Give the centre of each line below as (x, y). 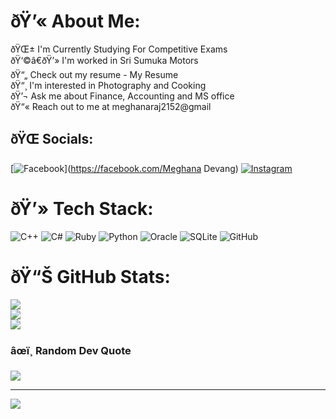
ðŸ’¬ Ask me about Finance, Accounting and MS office (122, 96)
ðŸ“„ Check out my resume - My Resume (94, 74)
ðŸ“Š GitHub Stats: (90, 276)
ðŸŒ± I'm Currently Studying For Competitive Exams (119, 49)
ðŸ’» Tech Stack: (82, 208)
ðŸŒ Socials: (52, 139)
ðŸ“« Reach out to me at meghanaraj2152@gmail (111, 106)
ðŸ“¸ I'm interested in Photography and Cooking (108, 85)
